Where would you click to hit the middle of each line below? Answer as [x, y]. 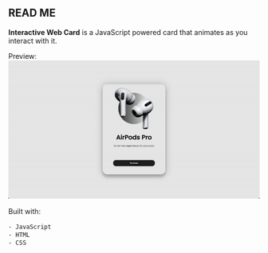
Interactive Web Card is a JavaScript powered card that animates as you [128, 32]
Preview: [23, 56]
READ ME [32, 13]
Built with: [25, 212]
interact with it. [33, 41]
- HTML [19, 235]
